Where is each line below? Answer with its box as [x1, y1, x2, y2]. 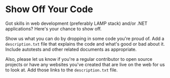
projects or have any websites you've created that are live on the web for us [5, 61, 165, 67]
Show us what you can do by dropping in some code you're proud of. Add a [5, 35, 164, 42]
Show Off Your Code [5, 4, 93, 15]
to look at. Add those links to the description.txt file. [5, 67, 118, 73]
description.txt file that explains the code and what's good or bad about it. [5, 41, 165, 47]
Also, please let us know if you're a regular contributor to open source [5, 56, 153, 62]
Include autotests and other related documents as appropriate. [5, 46, 137, 52]
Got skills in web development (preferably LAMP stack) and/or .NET [5, 20, 148, 26]
